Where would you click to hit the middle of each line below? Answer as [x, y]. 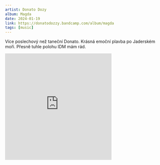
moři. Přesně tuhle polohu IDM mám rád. [45, 47]
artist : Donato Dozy [26, 9]
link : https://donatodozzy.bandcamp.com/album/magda [60, 23]
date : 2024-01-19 [23, 18]
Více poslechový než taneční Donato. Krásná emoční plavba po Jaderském [80, 41]
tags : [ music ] [19, 28]
